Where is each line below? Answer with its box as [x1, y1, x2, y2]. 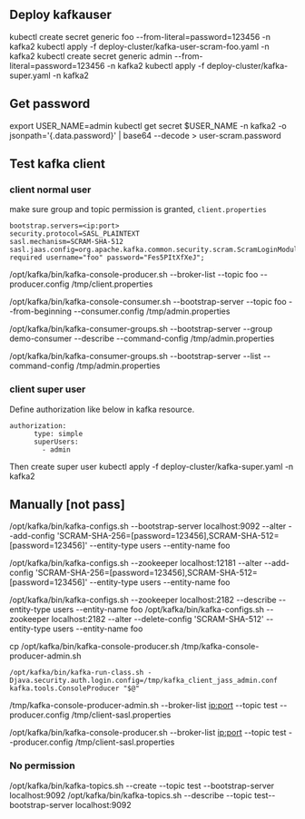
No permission [9, 759, 75, 772]
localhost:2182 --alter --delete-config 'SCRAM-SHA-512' [51, 614, 265, 625]
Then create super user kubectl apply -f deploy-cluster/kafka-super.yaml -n [9, 461, 294, 472]
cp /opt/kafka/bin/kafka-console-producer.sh [9, 641, 180, 652]
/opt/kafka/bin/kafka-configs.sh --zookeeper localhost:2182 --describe [9, 594, 277, 606]
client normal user [9, 183, 92, 196]
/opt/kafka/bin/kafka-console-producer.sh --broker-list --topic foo [9, 269, 259, 280]
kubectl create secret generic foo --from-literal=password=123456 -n [9, 31, 271, 42]
